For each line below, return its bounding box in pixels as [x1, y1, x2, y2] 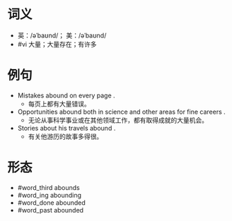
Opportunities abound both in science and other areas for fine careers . [17, 107, 226, 116]
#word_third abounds [17, 183, 80, 191]
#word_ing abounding [17, 191, 82, 199]
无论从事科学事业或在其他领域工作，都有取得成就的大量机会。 [28, 116, 209, 124]
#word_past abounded [17, 205, 83, 214]
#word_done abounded [17, 198, 86, 207]
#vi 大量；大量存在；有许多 [17, 40, 97, 48]
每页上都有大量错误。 [28, 100, 91, 108]
